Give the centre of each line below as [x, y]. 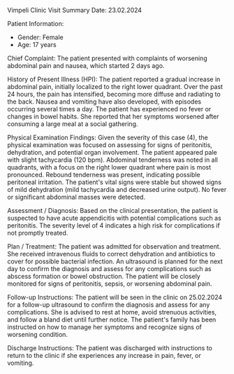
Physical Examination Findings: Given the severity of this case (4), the [108, 137]
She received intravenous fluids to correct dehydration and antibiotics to [111, 254]
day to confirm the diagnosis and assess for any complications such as [109, 269]
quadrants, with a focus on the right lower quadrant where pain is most [109, 167]
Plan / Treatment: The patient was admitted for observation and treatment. [114, 247]
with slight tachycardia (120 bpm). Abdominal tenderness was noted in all [112, 160]
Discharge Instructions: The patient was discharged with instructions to [110, 348]
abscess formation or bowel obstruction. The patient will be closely [104, 276]
